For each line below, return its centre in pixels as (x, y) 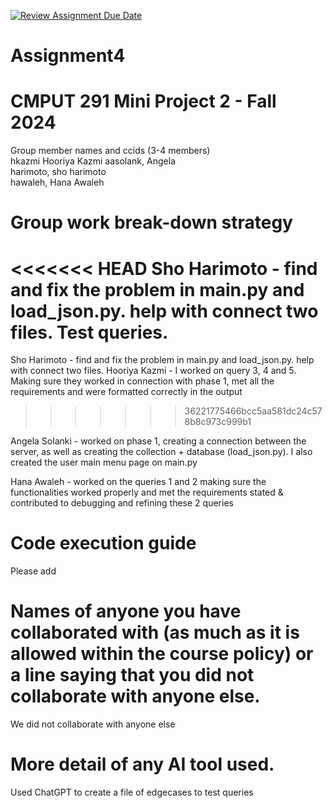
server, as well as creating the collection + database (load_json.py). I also (161, 452)
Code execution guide (103, 543)
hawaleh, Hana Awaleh (57, 182)
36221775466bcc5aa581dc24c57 (253, 411)
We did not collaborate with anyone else (93, 724)
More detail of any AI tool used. (142, 764)
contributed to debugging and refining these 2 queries (122, 503)
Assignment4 (68, 56)
